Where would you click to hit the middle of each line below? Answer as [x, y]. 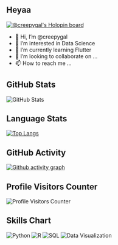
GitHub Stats [31, 85]
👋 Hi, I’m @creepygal [41, 37]
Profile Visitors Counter [52, 187]
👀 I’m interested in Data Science [55, 43]
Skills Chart [29, 221]
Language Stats [37, 119]
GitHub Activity [36, 153]
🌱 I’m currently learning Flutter [53, 50]
